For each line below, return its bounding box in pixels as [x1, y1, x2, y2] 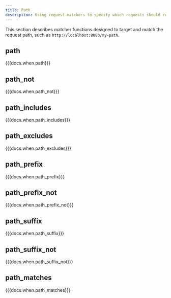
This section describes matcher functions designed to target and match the [5, 26, 164, 32]
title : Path [5, 7, 31, 13]
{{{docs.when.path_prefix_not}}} [5, 202, 74, 208]
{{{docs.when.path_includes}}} [5, 117, 70, 123]
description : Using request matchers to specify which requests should [5, 12, 160, 17]
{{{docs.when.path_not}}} [5, 88, 60, 95]
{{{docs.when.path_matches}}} [5, 287, 71, 293]
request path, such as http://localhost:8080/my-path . [5, 32, 120, 38]
